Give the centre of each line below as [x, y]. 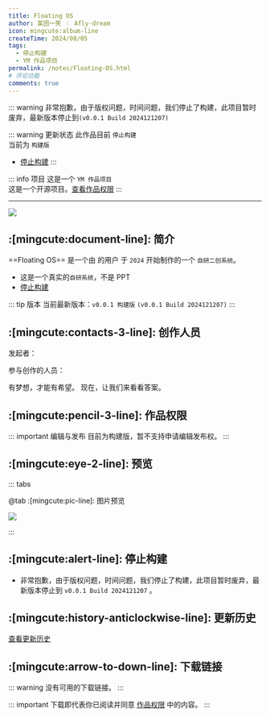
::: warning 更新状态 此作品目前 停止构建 [72, 135]
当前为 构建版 [29, 144]
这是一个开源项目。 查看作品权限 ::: [65, 189]
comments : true [34, 83]
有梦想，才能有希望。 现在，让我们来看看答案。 [87, 388]
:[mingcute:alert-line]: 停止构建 [88, 560]
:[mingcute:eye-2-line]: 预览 [80, 464]
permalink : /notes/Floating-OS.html [70, 68]
